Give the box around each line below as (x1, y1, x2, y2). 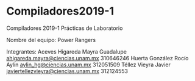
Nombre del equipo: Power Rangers (6, 36, 96, 43)
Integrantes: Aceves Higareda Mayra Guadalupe (6, 48, 127, 55)
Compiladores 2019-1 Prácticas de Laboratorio (6, 24, 123, 32)
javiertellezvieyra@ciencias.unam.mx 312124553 (6, 67, 128, 74)
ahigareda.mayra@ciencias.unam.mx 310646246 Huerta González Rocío (6, 54, 189, 62)
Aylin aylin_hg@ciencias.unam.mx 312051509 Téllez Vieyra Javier (6, 61, 171, 68)
